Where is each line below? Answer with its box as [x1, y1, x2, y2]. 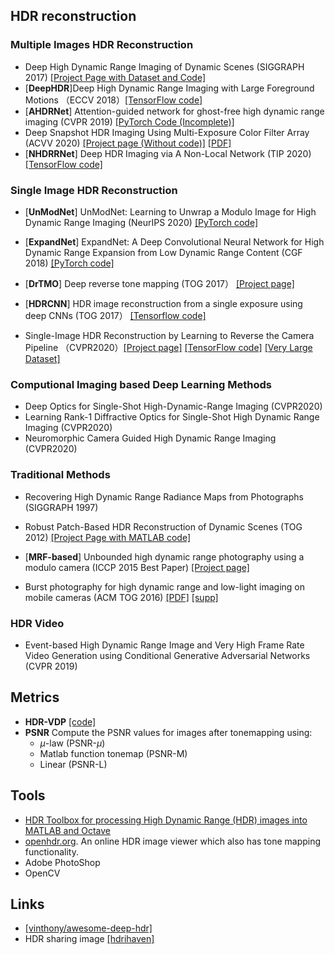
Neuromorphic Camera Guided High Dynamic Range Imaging [24, 432, 277, 444]
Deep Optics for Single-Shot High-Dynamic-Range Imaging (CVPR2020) [24, 400, 323, 413]
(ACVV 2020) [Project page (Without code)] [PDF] [24, 137, 232, 149]
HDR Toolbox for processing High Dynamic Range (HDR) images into [24, 814, 308, 826]
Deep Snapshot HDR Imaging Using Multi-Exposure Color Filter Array [24, 126, 310, 138]
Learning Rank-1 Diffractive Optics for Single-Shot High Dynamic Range [24, 411, 320, 423]
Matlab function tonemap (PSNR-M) [39, 747, 188, 759]
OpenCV [24, 867, 61, 879]
